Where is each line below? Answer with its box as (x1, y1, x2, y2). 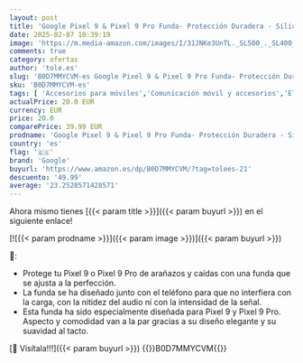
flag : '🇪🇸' (9, 147, 54, 156)
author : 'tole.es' (9, 64, 78, 73)
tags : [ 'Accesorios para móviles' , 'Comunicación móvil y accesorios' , (9, 88, 284, 98)
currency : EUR (9, 106, 63, 115)
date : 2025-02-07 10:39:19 (9, 30, 111, 39)
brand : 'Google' (9, 155, 70, 165)
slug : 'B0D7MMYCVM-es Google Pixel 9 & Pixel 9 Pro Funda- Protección (9, 72, 280, 81)
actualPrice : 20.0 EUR (9, 97, 95, 107)
